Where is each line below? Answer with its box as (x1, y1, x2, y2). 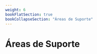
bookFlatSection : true (5, 12, 53, 17)
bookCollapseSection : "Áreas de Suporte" (5, 16, 93, 21)
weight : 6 (5, 7, 26, 12)
